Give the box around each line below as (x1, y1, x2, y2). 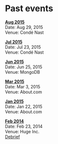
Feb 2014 (5, 118, 24, 124)
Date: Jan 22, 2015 (5, 103, 43, 109)
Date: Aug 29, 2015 (5, 24, 43, 30)
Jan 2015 (5, 98, 24, 104)
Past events (5, 3, 53, 14)
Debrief (5, 134, 20, 140)
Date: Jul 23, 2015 (5, 44, 41, 50)
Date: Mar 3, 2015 (5, 83, 40, 89)
